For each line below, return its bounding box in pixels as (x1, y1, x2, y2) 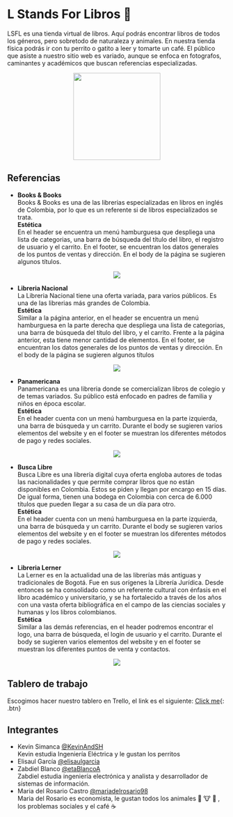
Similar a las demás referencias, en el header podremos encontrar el (17, 623, 214, 631)
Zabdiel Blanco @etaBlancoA (17, 765, 101, 773)
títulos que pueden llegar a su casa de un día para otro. (17, 499, 176, 508)
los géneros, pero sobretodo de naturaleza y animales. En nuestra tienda (7, 36, 216, 45)
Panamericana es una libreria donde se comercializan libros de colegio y (17, 384, 226, 393)
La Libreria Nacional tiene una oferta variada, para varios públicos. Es (17, 291, 217, 299)
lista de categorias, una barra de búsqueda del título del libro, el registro (17, 235, 224, 243)
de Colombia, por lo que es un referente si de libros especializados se (17, 205, 218, 214)
